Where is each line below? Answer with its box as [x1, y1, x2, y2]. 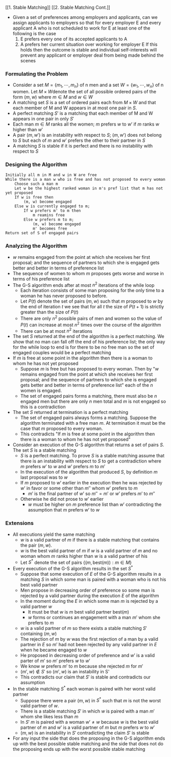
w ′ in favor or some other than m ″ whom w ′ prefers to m [20, 485, 138, 492]
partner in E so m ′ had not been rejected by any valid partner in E [20, 641, 157, 647]
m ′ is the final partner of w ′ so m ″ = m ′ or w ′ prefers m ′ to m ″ [28, 491, 155, 497]
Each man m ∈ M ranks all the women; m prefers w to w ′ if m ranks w [12, 121, 160, 127]
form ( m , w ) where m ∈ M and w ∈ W [12, 94, 93, 100]
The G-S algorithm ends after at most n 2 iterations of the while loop [12, 281, 155, 288]
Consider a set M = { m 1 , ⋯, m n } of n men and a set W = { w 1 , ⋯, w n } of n [12, 82, 164, 89]
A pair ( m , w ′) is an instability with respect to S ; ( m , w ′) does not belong [12, 132, 162, 138]
